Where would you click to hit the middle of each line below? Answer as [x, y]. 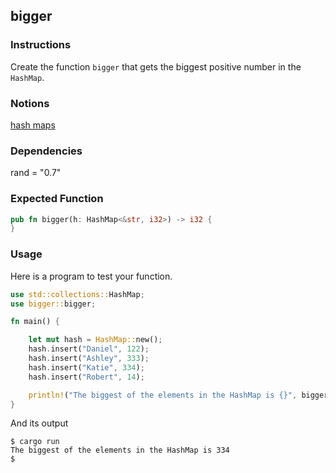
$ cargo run [35, 442]
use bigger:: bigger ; [53, 304]
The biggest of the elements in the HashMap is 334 [120, 450]
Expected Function [57, 199]
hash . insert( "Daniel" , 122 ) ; [89, 349]
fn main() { [35, 322]
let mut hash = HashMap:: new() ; [95, 340]
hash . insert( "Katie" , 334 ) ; [86, 367]
